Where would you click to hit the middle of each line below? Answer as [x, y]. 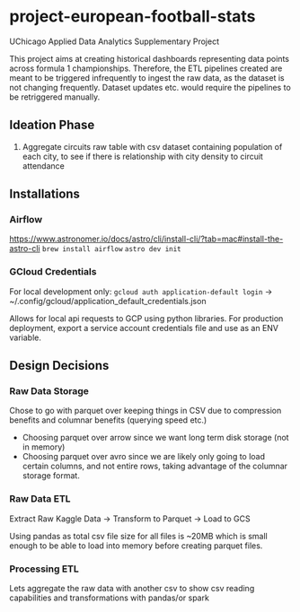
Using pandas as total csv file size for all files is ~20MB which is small [138, 536]
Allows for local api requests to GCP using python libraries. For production [146, 318]
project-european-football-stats [132, 17]
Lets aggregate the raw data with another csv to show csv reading [132, 589]
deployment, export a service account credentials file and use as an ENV [144, 328]
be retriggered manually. [55, 97]
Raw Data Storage [49, 391]
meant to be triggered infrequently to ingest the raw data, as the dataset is [147, 77]
